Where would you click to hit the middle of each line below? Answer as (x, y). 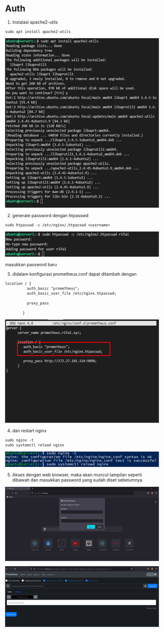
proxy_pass (38, 303)
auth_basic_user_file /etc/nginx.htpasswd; (72, 293)
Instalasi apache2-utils (35, 22)
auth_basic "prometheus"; (53, 288)
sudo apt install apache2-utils (38, 32)
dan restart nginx (29, 430)
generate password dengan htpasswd (50, 215)
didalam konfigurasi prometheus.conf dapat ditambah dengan (74, 274)
